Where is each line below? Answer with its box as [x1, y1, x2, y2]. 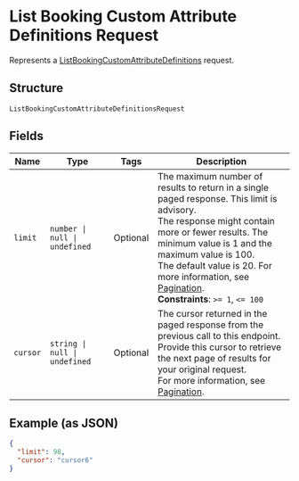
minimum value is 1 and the [157, 236, 273, 249]
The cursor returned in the [157, 307, 268, 319]
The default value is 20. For [157, 259, 273, 271]
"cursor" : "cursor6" [17, 456, 93, 465]
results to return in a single [157, 181, 270, 194]
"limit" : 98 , [17, 448, 66, 457]
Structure [9, 80, 64, 95]
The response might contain [157, 214, 276, 227]
